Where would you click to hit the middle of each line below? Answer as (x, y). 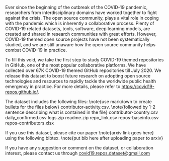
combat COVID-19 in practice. (36, 50)
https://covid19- (138, 87)
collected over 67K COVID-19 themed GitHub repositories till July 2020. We (83, 70)
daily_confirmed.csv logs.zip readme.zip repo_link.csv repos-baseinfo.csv (82, 117)
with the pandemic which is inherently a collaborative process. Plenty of (80, 23)
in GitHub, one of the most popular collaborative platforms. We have (76, 65)
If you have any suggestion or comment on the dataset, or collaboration (79, 148)
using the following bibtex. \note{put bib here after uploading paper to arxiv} (84, 138)
